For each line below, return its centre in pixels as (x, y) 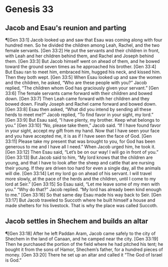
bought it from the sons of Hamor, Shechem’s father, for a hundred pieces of (84, 249)
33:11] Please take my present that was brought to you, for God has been (80, 141)
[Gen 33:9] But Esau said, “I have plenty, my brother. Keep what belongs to (82, 120)
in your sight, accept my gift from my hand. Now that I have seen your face (82, 131)
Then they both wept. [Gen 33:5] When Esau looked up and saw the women (83, 77)
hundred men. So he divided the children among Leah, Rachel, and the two (82, 45)
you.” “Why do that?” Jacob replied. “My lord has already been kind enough (83, 189)
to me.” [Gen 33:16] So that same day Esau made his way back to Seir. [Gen (83, 195)
